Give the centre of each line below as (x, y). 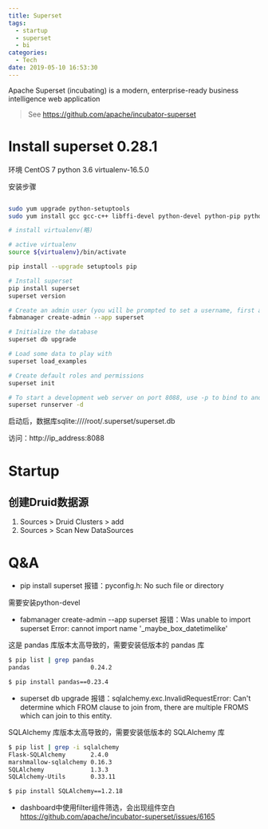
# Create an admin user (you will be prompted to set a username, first (132, 310)
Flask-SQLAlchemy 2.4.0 (59, 755)
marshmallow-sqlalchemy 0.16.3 (60, 762)
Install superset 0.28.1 (83, 146)
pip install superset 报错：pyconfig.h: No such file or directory (122, 586)
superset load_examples (48, 361)
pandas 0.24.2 (60, 668)
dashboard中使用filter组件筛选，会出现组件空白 (97, 807)
